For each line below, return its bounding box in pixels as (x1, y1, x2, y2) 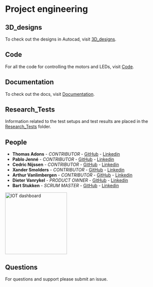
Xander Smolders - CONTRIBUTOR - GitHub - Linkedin (12, 167, 125, 173)
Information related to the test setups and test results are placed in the (5, 119, 149, 124)
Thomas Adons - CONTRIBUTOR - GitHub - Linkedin (12, 151, 120, 157)
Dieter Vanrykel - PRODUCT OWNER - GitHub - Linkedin (12, 177, 128, 183)
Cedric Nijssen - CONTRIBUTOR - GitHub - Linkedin (12, 162, 119, 167)
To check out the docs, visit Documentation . (5, 91, 95, 97)
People (5, 138, 27, 146)
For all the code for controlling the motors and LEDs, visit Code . (5, 63, 134, 70)
